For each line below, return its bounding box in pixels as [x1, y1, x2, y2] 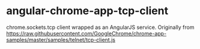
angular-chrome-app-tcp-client [6, 4, 169, 18]
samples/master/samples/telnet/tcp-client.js [6, 36, 116, 43]
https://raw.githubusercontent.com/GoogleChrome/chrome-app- [6, 30, 167, 37]
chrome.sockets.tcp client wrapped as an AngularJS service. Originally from [6, 24, 195, 31]
